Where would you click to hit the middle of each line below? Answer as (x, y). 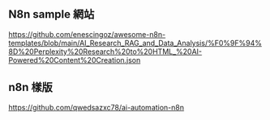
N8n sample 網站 (51, 14)
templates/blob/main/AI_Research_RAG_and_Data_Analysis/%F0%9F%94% (135, 43)
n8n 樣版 (30, 87)
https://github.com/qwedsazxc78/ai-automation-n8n (96, 107)
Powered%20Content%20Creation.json (75, 60)
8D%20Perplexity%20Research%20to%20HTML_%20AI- (105, 52)
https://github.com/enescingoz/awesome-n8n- (87, 34)
